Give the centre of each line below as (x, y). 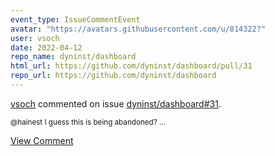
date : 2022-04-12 (46, 47)
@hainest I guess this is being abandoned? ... (88, 122)
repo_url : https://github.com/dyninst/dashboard (113, 76)
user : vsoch (35, 38)
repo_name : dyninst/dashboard (73, 57)
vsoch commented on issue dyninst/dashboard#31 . (116, 103)
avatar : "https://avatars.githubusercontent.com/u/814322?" (138, 29)
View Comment (42, 140)
